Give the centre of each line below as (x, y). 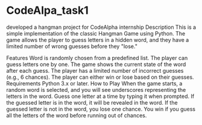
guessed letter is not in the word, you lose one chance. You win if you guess (101, 109)
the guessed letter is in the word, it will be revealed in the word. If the (92, 102)
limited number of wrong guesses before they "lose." (72, 46)
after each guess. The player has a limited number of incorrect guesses (95, 70)
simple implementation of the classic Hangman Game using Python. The (96, 33)
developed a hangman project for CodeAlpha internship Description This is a (101, 27)
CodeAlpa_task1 (47, 11)
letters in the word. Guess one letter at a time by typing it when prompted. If (100, 96)
